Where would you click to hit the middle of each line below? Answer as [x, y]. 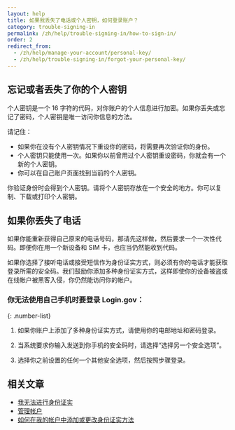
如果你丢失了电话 [44, 221]
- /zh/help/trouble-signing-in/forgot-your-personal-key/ [100, 60]
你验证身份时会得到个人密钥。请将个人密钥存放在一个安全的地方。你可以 [111, 187]
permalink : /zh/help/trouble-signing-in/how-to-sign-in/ [92, 33]
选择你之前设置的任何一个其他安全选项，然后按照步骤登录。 [103, 360]
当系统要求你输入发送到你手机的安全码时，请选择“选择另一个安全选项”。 [121, 345]
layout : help [26, 14]
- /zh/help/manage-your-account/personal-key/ [83, 53]
